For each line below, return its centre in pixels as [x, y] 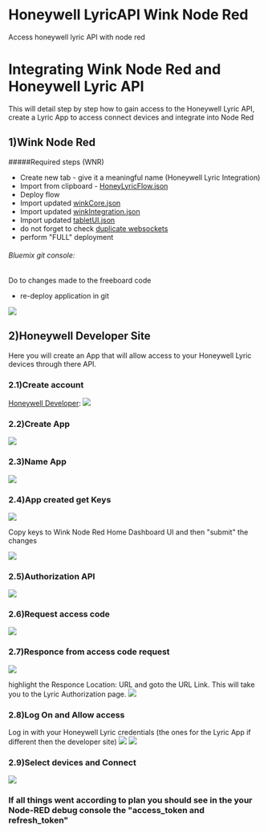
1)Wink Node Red [52, 142]
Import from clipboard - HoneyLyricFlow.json [94, 185]
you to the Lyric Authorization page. [67, 694]
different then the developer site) [63, 742]
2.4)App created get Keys [60, 499]
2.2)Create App [39, 424]
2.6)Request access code [59, 614]
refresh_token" [39, 820]
